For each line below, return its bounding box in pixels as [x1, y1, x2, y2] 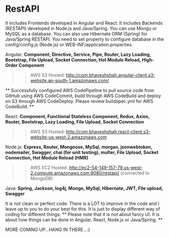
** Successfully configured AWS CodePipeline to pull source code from [5, 87, 154, 93]
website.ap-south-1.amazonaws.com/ [30, 77, 109, 83]
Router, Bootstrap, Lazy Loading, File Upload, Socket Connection [5, 118, 144, 125]
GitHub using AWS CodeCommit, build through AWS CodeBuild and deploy [5, 93, 161, 99]
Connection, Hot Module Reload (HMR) [5, 155, 89, 161]
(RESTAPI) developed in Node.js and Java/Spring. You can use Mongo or [5, 25, 157, 31]
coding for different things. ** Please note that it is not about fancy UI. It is [5, 211, 160, 217]
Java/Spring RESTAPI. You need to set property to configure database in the [5, 36, 164, 42]
